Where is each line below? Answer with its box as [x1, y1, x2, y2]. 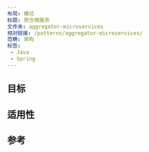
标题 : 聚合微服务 [7, 17, 50, 24]
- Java [10, 49, 30, 56]
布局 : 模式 [7, 10, 35, 17]
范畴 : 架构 [7, 36, 35, 43]
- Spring [10, 56, 36, 62]
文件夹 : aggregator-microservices [7, 23, 104, 30]
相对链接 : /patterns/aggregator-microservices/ [7, 29, 143, 37]
